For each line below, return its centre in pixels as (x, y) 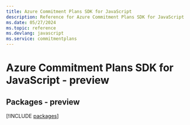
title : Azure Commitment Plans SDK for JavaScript (69, 11)
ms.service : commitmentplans (42, 39)
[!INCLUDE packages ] (32, 116)
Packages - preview (43, 102)
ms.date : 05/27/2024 (31, 22)
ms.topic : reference (31, 28)
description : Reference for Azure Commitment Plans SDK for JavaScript (95, 17)
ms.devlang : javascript (35, 33)
